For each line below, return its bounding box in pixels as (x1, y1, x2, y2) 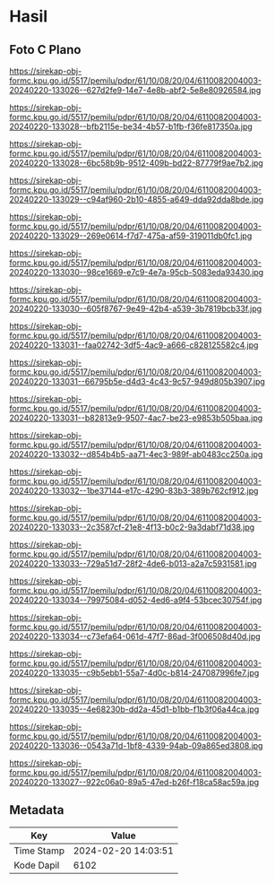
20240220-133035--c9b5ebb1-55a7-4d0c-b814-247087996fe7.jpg (9, 668, 260, 678)
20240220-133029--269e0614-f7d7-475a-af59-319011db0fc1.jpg (9, 230, 253, 241)
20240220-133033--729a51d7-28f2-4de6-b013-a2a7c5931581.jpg (9, 558, 257, 568)
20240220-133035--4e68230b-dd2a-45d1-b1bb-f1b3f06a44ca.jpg (9, 704, 260, 714)
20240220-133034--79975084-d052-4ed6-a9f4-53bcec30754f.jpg (9, 594, 262, 605)
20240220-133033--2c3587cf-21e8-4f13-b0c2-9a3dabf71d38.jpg (9, 522, 255, 532)
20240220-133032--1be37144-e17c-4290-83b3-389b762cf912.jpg (9, 486, 259, 496)
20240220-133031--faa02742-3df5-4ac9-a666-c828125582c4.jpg (9, 340, 259, 351)
